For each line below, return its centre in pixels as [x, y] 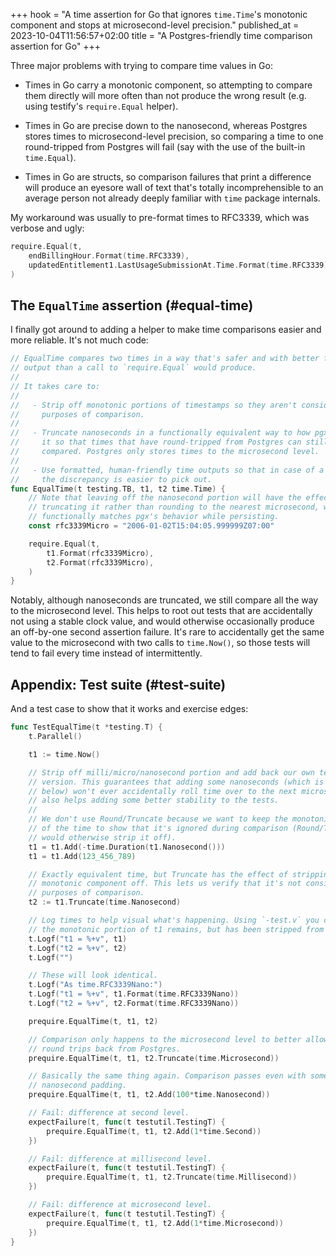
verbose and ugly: [47, 228]
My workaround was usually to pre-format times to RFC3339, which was [160, 217]
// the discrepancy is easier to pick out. [111, 479]
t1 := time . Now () [64, 754]
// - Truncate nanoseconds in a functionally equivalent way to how [160, 433]
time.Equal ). [50, 157]
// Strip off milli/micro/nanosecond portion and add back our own [171, 772]
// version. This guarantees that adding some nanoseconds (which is [176, 782]
